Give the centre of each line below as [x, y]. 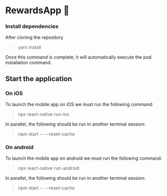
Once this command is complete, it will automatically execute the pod [79, 57]
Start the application [39, 79]
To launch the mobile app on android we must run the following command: [84, 158]
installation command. [29, 63]
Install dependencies [32, 27]
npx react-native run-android [48, 168]
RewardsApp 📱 [37, 10]
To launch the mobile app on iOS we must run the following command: [79, 105]
